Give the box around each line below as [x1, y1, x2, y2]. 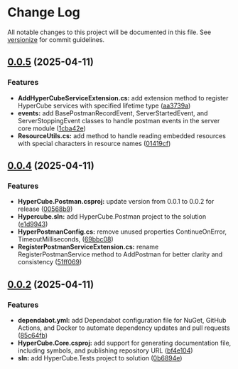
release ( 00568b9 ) [17, 204, 73, 214]
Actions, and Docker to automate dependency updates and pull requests [17, 323, 230, 332]
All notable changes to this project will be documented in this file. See [7, 28, 212, 36]
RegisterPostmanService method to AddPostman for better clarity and [17, 250, 223, 259]
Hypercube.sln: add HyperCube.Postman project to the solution [17, 212, 207, 221]
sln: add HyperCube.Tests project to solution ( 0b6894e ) [17, 354, 183, 362]
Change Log [7, 4, 80, 21]
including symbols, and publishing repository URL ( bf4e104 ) [17, 346, 193, 355]
